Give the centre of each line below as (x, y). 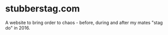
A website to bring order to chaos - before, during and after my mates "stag (84, 22)
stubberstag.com (43, 9)
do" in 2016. (18, 27)
